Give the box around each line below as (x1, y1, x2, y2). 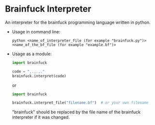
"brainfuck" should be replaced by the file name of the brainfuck (12, 109, 141, 115)
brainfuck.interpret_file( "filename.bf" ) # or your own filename (12, 100, 149, 105)
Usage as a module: (12, 51, 52, 57)
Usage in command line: (12, 29, 60, 34)
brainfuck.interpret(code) (12, 74, 67, 78)
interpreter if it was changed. (12, 114, 70, 120)
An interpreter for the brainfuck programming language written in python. (5, 19, 151, 25)
